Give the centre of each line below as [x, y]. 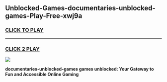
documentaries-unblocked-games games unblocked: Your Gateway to [80, 69]
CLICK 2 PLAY [22, 49]
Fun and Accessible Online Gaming [42, 74]
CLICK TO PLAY [24, 30]
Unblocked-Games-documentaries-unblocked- [80, 8]
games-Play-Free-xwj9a [44, 16]
